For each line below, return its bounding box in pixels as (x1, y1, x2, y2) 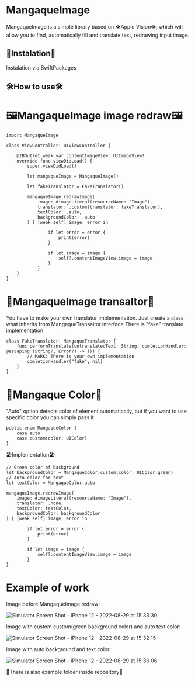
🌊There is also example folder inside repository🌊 (6, 668, 123, 675)
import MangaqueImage (6, 133, 59, 139)
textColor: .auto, (37, 209, 82, 215)
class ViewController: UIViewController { (6, 143, 111, 149)
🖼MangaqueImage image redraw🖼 (6, 109, 183, 123)
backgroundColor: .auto (37, 215, 95, 220)
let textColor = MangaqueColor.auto (6, 480, 95, 486)
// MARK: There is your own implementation (27, 354, 134, 359)
